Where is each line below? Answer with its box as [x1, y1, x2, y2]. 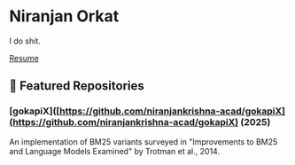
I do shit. [9, 35, 42, 46]
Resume [9, 52, 40, 63]
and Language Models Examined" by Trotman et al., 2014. [9, 145, 220, 156]
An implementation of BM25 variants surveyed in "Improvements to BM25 [9, 136, 278, 147]
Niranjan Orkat [9, 6, 120, 27]
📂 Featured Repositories [9, 78, 144, 94]
